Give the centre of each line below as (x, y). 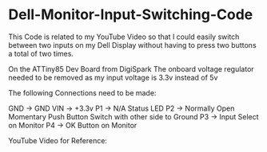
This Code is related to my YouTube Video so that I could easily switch (124, 37)
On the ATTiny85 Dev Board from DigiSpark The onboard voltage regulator (131, 68)
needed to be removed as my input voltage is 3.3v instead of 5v (113, 77)
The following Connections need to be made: (82, 92)
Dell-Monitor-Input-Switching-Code (131, 15)
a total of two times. (41, 53)
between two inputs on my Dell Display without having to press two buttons (133, 45)
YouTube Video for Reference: (58, 140)
